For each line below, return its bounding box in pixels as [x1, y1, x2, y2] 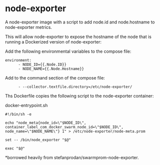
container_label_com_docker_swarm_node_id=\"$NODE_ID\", [5, 124, 124, 129]
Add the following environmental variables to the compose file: [5, 48, 131, 54]
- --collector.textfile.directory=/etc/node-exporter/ [18, 84, 133, 89]
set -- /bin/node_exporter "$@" [5, 137, 71, 142]
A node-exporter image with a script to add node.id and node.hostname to [5, 19, 155, 25]
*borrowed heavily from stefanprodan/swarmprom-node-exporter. [5, 154, 139, 160]
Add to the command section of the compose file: [5, 75, 105, 81]
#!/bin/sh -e [5, 112, 32, 117]
